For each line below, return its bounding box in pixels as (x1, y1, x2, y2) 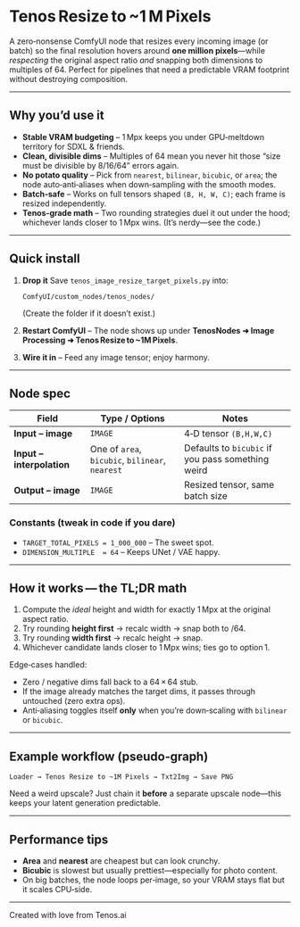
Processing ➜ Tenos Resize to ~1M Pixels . (21, 335, 179, 345)
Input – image (13, 427, 73, 440)
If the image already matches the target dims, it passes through (21, 686, 256, 697)
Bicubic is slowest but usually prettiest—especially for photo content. (21, 865, 279, 876)
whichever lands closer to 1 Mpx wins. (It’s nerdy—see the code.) (21, 217, 262, 228)
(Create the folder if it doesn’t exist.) (21, 308, 156, 319)
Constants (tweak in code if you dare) (9, 517, 176, 529)
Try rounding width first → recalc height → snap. (21, 633, 204, 643)
